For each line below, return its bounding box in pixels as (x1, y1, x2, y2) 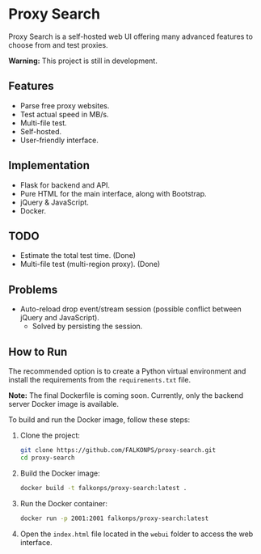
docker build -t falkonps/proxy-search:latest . (19, 484, 187, 492)
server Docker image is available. (8, 400, 120, 408)
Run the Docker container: (19, 498, 107, 508)
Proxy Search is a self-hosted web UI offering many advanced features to (8, 32, 253, 41)
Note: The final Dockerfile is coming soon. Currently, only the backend (8, 391, 244, 400)
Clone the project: (19, 430, 81, 440)
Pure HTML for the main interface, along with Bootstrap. (19, 188, 208, 198)
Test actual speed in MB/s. (19, 109, 109, 119)
